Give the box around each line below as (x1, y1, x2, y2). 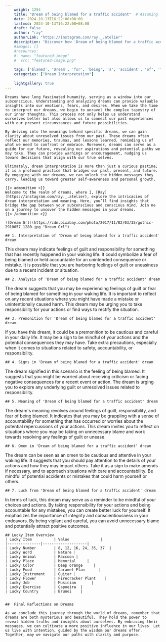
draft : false (14, 26, 41, 31)
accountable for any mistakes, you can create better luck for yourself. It (5, 507, 151, 513)
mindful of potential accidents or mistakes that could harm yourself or (5, 473, 147, 479)
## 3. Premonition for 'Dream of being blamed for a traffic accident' (5, 316, 156, 321)
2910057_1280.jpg (5, 224, 41, 229)
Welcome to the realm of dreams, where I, (5, 190, 94, 195)
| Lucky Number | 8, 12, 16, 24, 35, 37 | (5, 545, 112, 550)
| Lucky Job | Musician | (5, 580, 94, 585)
